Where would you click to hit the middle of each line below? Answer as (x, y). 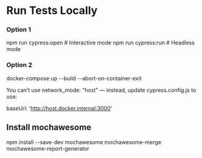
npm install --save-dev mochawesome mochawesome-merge (84, 142)
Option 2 (19, 65)
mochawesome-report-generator (48, 148)
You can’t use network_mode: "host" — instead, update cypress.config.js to (101, 90)
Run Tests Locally (52, 11)
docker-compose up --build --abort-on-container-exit (74, 78)
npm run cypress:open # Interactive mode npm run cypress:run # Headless (100, 43)
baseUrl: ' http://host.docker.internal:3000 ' (59, 108)
